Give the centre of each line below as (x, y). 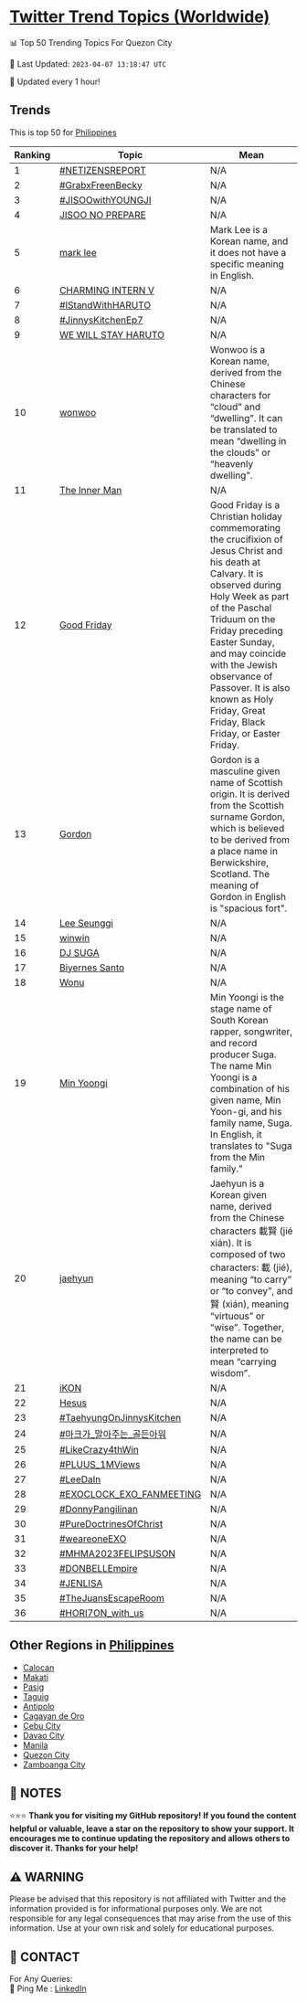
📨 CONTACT (45, 1957)
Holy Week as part (249, 596)
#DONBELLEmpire (98, 1568)
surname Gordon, (248, 817)
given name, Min (245, 1100)
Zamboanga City (54, 1765)
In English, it (236, 1134)
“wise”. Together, (247, 1327)
